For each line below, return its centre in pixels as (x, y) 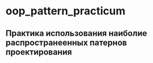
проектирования (39, 52)
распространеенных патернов (66, 42)
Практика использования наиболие (76, 33)
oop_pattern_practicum (66, 11)
